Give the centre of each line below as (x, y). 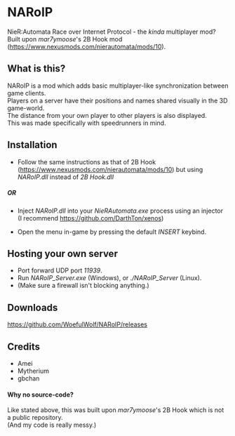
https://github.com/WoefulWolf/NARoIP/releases (77, 324)
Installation (32, 145)
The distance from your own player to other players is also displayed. (107, 115)
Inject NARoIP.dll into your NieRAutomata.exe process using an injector (120, 211)
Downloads (33, 307)
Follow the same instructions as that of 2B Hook (87, 161)
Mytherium (33, 371)
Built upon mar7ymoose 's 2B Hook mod (65, 39)
